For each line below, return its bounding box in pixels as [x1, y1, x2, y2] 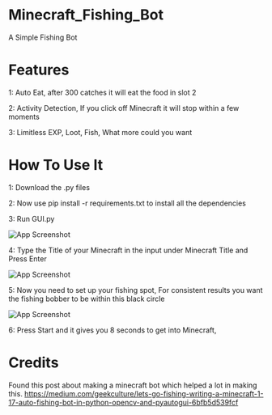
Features [8, 61, 70, 79]
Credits [8, 354, 59, 371]
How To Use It [8, 156, 104, 175]
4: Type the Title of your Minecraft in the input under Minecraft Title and [8, 245, 249, 255]
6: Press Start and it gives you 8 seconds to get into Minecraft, [8, 325, 217, 335]
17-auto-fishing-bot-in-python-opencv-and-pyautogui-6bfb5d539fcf [8, 397, 239, 407]
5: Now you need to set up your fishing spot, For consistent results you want [8, 285, 263, 294]
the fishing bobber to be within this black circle [8, 294, 165, 303]
